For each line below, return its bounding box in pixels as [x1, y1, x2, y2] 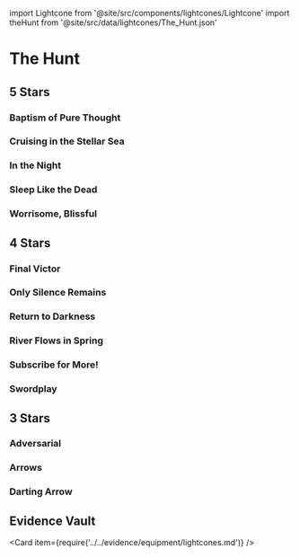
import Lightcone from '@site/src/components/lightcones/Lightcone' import [9, 8, 290, 18]
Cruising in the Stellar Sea [9, 135, 126, 147]
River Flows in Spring [9, 334, 103, 347]
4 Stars [9, 235, 51, 251]
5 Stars [9, 84, 51, 100]
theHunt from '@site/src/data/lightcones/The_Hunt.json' [9, 17, 217, 28]
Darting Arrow [9, 485, 74, 498]
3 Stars [9, 411, 51, 426]
